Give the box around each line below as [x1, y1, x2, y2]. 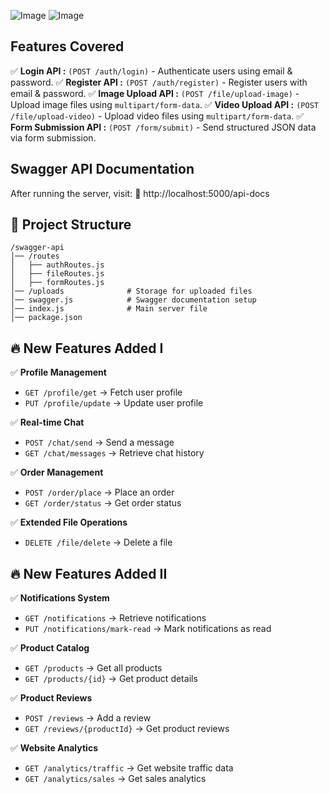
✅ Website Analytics [10, 742, 98, 754]
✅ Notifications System [10, 592, 110, 604]
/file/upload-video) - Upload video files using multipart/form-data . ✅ [10, 110, 305, 122]
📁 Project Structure [10, 216, 132, 234]
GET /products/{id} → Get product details [24, 673, 198, 685]
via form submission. [10, 131, 97, 144]
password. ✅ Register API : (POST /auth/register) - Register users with [10, 76, 308, 88]
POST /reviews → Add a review [24, 712, 152, 724]
